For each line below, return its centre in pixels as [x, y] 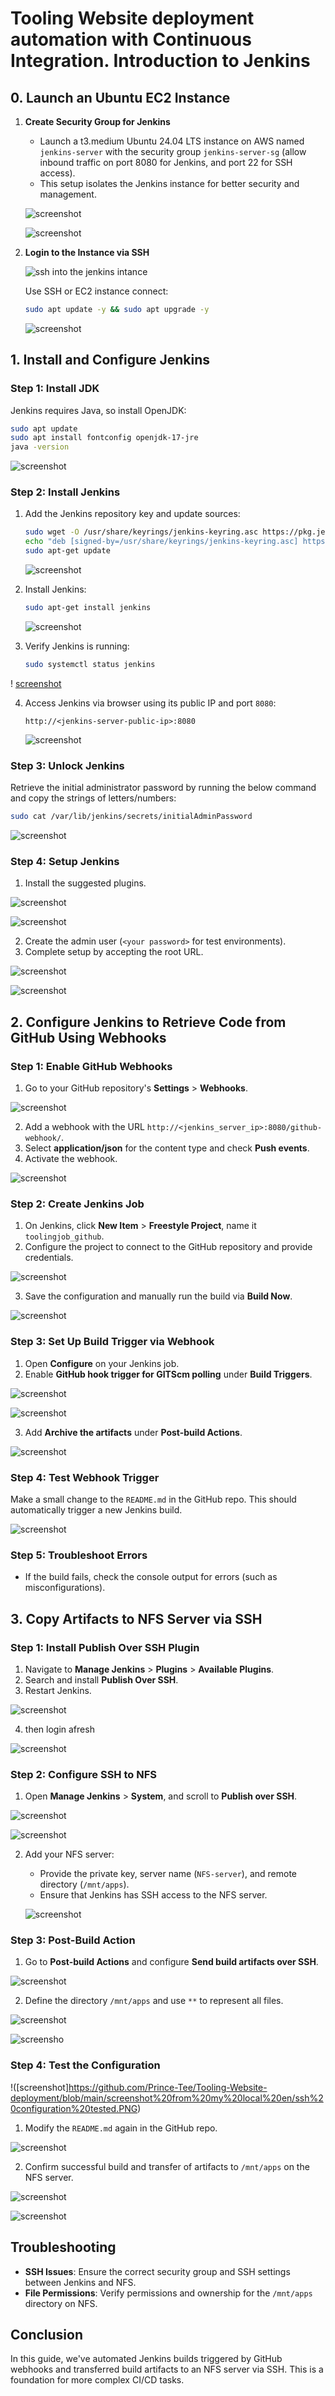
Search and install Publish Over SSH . [101, 1679]
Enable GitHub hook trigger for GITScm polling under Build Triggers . [168, 1374]
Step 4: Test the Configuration [85, 2065]
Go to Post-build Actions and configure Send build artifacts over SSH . [171, 1962]
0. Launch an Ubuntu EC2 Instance [120, 97]
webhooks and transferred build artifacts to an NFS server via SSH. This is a [167, 2369]
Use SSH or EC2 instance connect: [96, 291]
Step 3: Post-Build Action [73, 1940]
